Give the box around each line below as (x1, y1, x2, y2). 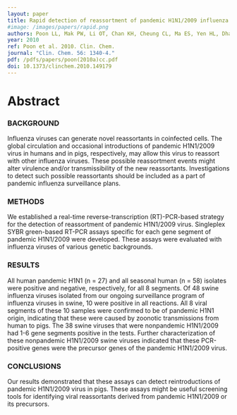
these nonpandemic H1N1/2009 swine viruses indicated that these (7, 336, 200, 345)
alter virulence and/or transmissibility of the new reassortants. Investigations (7, 164, 230, 173)
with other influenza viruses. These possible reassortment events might (7, 156, 216, 166)
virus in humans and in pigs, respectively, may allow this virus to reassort (7, 149, 220, 158)
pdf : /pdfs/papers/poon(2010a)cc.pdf (7, 56, 119, 63)
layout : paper (7, 10, 49, 18)
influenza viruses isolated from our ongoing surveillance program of (7, 291, 205, 299)
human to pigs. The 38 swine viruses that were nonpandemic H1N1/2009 (7, 321, 219, 330)
